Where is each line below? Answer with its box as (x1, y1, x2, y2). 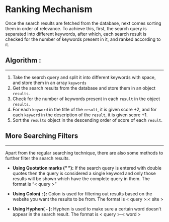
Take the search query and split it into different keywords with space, (12, 74, 156, 80)
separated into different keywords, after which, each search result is (5, 31, 147, 37)
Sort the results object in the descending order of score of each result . (12, 117, 162, 123)
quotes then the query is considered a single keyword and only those (12, 170, 156, 176)
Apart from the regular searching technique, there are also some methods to (5, 150, 163, 156)
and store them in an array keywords (12, 80, 87, 86)
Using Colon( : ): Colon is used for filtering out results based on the (12, 190, 152, 197)
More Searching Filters (5, 132, 78, 140)
